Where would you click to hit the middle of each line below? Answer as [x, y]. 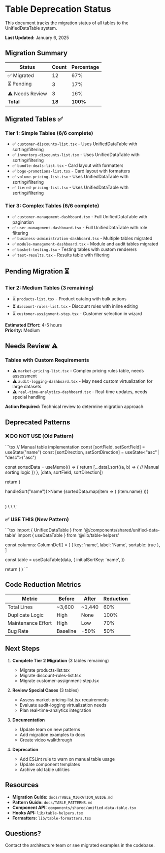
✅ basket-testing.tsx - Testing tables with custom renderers [74, 249]
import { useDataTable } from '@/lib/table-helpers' [68, 535]
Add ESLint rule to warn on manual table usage [67, 759]
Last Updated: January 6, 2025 [37, 38]
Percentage [85, 67]
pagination [23, 222]
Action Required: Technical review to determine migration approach [74, 406]
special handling [29, 397]
